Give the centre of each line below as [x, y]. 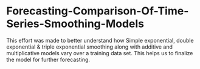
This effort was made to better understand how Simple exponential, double [100, 40]
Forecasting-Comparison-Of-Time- [98, 11]
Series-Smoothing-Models [75, 24]
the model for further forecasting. [48, 59]
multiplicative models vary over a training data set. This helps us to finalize [100, 53]
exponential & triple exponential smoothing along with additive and [90, 47]
